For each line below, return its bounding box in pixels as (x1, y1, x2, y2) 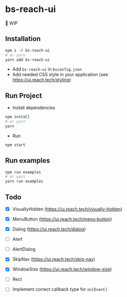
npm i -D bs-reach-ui (5, 48, 50, 53)
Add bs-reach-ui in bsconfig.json (12, 66, 82, 72)
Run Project (5, 91, 42, 100)
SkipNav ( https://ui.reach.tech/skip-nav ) (12, 256, 96, 262)
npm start (5, 142, 26, 147)
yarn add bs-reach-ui (5, 57, 50, 62)
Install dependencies (12, 105, 56, 111)
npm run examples (5, 169, 41, 175)
